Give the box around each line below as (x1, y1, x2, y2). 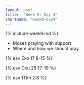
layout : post (5, 7, 33, 13)
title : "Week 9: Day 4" (5, 12, 58, 17)
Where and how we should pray (12, 46, 79, 52)
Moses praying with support (12, 40, 72, 46)
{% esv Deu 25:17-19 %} (5, 65, 57, 71)
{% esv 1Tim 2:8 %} (5, 75, 47, 81)
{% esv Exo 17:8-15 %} (5, 55, 53, 61)
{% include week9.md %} (5, 31, 59, 37)
